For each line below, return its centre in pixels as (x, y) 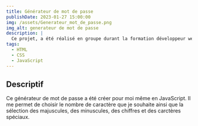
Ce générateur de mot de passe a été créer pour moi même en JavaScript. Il (98, 98)
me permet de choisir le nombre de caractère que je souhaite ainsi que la (95, 105)
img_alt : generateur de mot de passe (52, 28)
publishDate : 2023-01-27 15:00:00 (49, 17)
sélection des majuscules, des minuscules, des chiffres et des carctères (93, 111)
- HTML (19, 50)
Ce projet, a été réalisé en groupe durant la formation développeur (98, 39)
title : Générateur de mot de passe (50, 11)
